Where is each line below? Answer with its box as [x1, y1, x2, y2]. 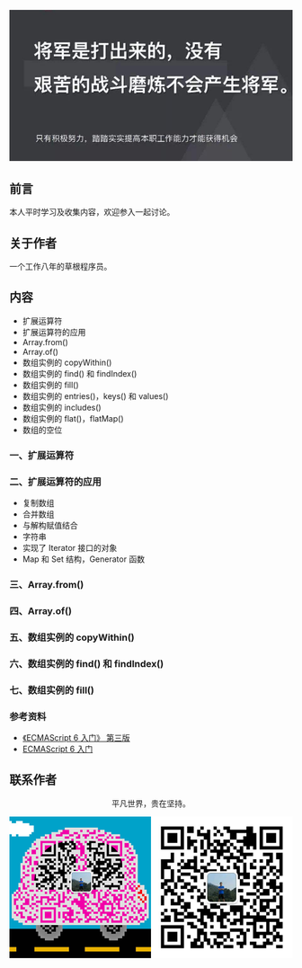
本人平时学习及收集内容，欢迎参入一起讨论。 [9, 207, 175, 218]
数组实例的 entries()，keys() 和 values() [22, 390, 169, 401]
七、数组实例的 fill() [9, 684, 94, 697]
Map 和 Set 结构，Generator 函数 [22, 554, 146, 564]
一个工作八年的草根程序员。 [9, 262, 112, 272]
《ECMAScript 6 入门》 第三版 [22, 733, 130, 742]
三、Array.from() [9, 579, 84, 591]
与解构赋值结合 [22, 520, 78, 531]
